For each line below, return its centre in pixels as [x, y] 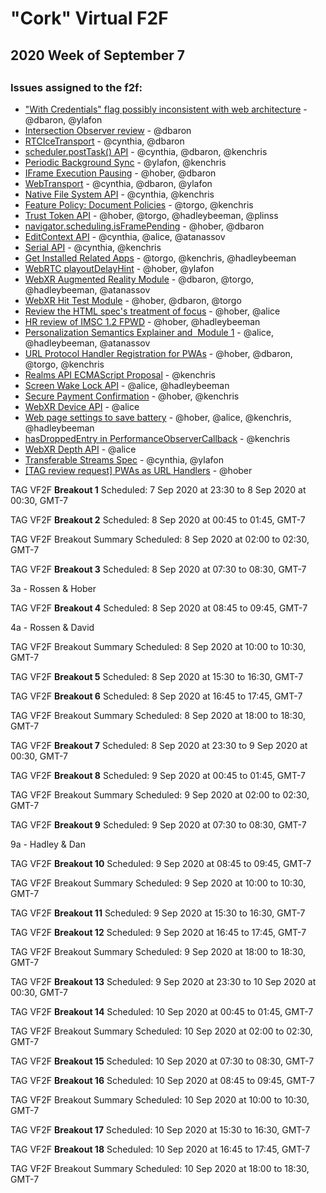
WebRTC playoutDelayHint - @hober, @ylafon [119, 269]
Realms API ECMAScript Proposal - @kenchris [120, 375]
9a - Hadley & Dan [48, 844]
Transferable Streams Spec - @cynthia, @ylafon [124, 460]
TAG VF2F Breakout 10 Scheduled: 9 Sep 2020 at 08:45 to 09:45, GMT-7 [161, 864]
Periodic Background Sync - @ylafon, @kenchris [125, 163]
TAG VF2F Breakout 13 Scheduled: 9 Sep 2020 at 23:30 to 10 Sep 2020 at [163, 982]
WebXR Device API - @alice [82, 407]
